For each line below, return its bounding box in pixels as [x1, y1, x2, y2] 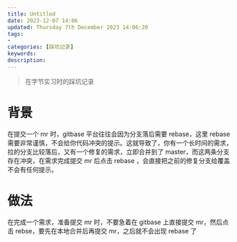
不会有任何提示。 [7, 165, 58, 174]
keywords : [7, 51, 37, 58]
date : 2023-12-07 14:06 [7, 17, 79, 24]
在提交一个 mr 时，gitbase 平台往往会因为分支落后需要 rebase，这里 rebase [7, 130, 231, 138]
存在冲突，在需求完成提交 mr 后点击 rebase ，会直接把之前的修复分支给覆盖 [7, 156, 231, 164]
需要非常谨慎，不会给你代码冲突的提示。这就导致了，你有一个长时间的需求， [7, 138, 233, 147]
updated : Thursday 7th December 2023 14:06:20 [7, 23, 148, 31]
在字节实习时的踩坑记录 [24, 77, 94, 85]
